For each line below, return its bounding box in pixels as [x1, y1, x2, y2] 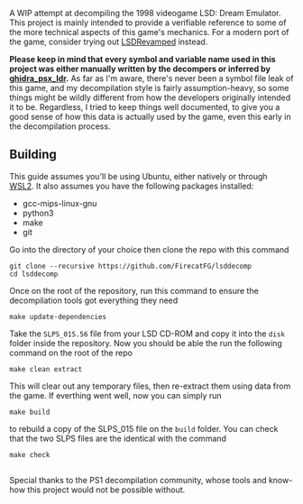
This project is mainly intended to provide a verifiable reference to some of [9, 17, 287, 28]
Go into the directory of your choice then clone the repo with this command [9, 243, 289, 255]
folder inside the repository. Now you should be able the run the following [9, 337, 282, 348]
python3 [22, 207, 54, 218]
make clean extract [9, 364, 83, 373]
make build [9, 408, 50, 417]
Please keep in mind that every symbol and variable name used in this [9, 54, 277, 64]
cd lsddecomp [9, 270, 59, 279]
